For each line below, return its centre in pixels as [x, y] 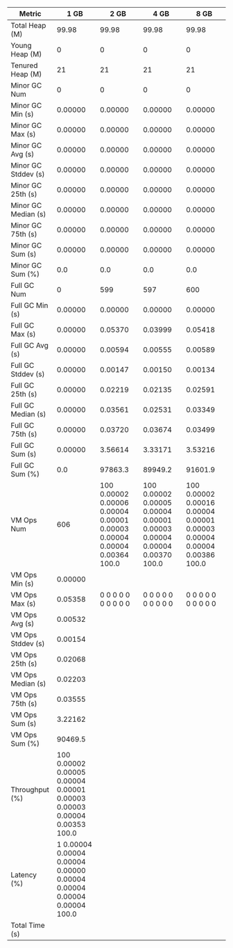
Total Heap [28, 25]
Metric [30, 14]
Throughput [30, 790]
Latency [24, 875]
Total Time [28, 925]
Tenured [24, 65]
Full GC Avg [29, 345]
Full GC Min [29, 305]
